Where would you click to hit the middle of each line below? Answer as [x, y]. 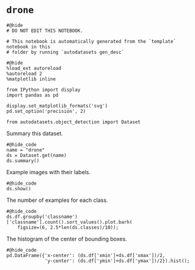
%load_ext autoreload [34, 68]
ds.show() [19, 188]
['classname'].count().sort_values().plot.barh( [69, 222]
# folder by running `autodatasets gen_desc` [65, 52]
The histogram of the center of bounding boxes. [67, 239]
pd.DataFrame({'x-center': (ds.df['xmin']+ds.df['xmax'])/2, [86, 255]
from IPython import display [43, 90]
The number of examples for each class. [57, 200]
